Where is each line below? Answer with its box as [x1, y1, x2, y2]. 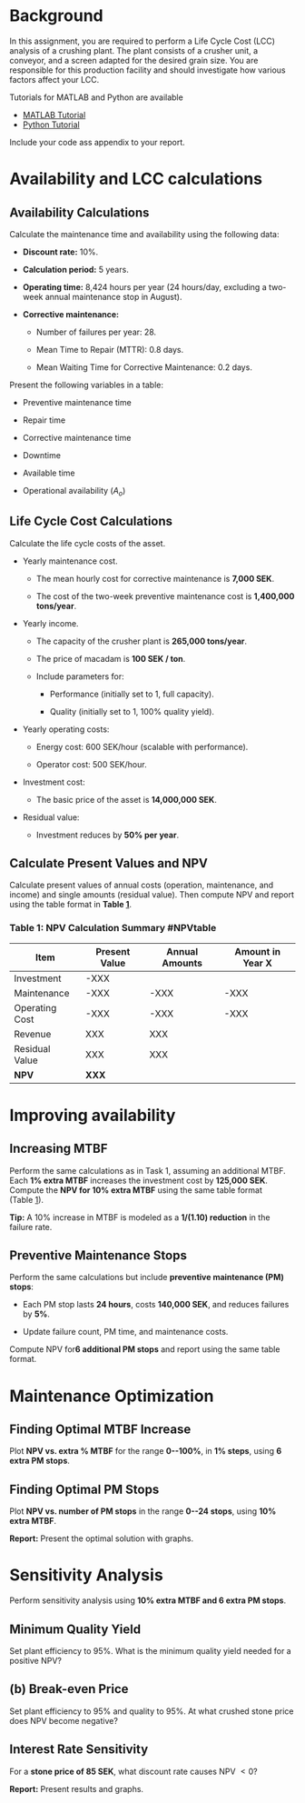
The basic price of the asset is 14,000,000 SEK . [35, 794, 218, 805]
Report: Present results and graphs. [9, 1783, 143, 1794]
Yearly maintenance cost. [22, 556, 118, 566]
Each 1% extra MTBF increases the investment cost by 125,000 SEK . [9, 1175, 268, 1186]
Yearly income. [22, 617, 79, 628]
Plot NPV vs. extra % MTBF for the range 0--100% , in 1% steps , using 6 [9, 1446, 282, 1457]
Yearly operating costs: [22, 724, 110, 735]
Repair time [22, 415, 66, 426]
